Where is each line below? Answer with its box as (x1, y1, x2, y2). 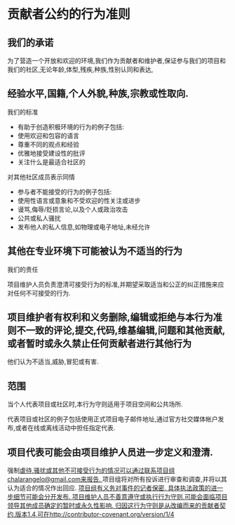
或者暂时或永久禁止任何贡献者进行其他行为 (7, 338, 192, 350)
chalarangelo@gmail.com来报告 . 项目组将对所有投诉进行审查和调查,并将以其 (7, 475, 228, 484)
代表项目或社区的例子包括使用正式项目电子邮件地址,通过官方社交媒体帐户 (7, 415, 219, 423)
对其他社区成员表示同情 (7, 173, 75, 181)
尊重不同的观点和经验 (17, 140, 79, 148)
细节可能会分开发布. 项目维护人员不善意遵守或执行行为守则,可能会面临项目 (13, 493, 228, 501)
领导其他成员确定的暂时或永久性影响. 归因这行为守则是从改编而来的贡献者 (7, 501, 220, 510)
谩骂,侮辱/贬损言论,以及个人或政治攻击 (17, 205, 128, 213)
